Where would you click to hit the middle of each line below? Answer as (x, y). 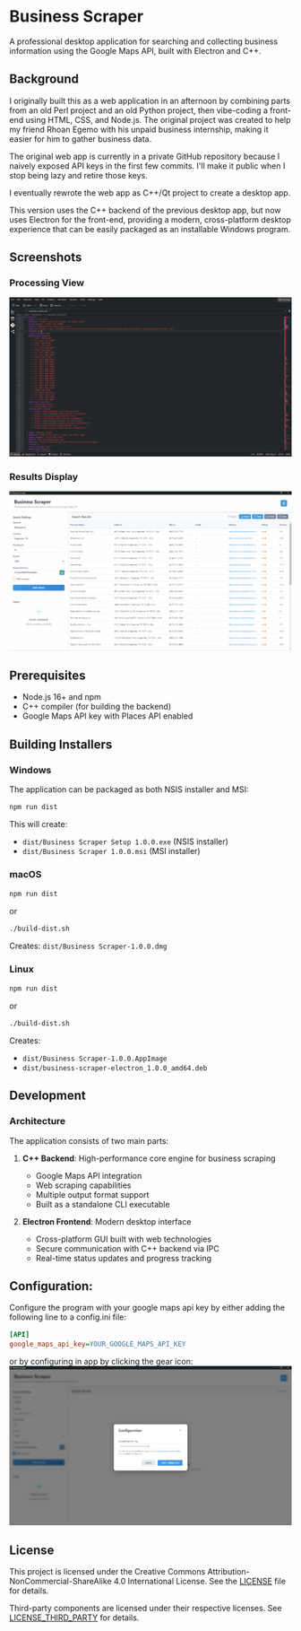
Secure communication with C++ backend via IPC (127, 1248)
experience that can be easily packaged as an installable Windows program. (150, 229)
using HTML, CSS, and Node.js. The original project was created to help (158, 119)
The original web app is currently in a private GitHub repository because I (145, 156)
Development (48, 1096)
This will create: (39, 824)
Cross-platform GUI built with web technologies (124, 1239)
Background (44, 79)
